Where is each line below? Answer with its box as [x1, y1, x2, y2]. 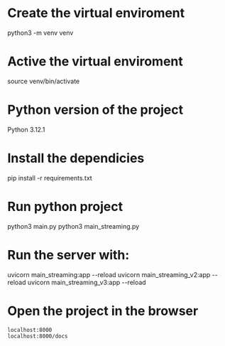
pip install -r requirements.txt [7, 173, 92, 182]
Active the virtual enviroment [7, 53, 183, 70]
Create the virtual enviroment [7, 5, 185, 21]
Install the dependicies [7, 151, 145, 166]
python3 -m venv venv [7, 28, 74, 37]
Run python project [7, 198, 123, 215]
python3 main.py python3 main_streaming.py [7, 222, 140, 230]
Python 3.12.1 [7, 125, 45, 134]
